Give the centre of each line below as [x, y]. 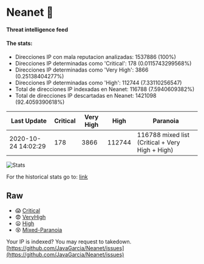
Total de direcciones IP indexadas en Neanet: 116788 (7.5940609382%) [105, 89]
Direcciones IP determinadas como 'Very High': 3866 [82, 70]
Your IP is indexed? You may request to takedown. [69, 242]
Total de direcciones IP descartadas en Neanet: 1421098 [86, 95]
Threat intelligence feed [37, 29]
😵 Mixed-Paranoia [39, 229]
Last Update [29, 121]
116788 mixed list [163, 135]
